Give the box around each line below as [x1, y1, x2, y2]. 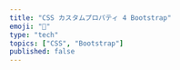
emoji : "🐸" [9, 22, 51, 31]
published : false [9, 47, 75, 56]
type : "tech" [9, 30, 59, 39]
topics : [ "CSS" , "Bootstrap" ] [9, 38, 125, 48]
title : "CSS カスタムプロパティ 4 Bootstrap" [9, 13, 172, 23]
